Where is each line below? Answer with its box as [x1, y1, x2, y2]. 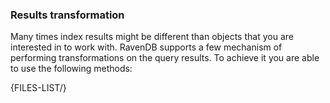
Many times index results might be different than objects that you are [10, 31, 294, 43]
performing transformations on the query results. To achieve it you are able [10, 52, 320, 64]
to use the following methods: [10, 63, 133, 75]
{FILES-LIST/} [10, 82, 67, 94]
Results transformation [10, 8, 125, 22]
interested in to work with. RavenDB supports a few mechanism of [10, 41, 283, 53]
